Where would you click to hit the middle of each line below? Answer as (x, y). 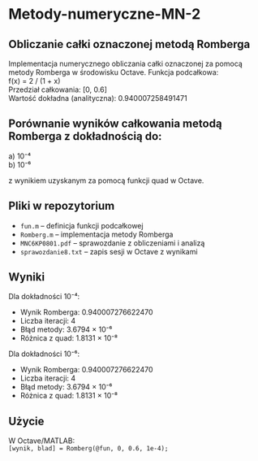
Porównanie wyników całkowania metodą (115, 124)
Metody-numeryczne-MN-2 (105, 14)
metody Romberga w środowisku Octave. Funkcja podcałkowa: (114, 72)
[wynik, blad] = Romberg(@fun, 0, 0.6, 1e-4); (88, 449)
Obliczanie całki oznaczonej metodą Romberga (129, 44)
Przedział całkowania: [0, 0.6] (58, 89)
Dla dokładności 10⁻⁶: (44, 354)
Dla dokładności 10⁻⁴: (44, 297)
